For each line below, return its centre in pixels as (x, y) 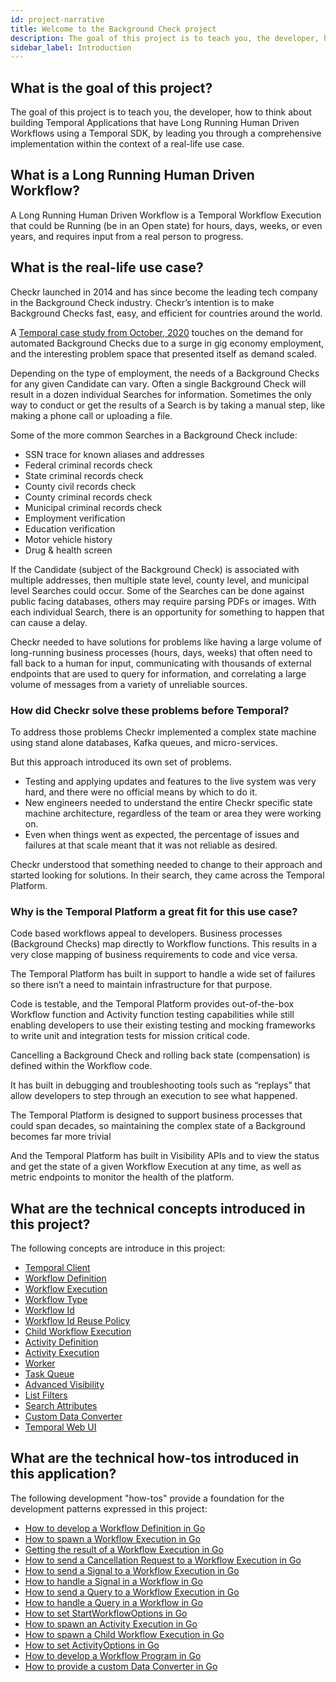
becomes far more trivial (61, 1137)
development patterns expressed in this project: (109, 1508)
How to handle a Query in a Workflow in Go (113, 1602)
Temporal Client (57, 1268)
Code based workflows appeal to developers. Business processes (146, 933)
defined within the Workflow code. (81, 1066)
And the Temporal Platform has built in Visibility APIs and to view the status (165, 1156)
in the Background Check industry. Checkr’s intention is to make (142, 302)
